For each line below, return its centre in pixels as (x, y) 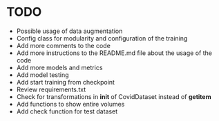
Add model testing (43, 75)
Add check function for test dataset (67, 111)
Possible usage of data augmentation (69, 31)
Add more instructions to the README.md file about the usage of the (114, 53)
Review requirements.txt (51, 89)
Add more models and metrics (59, 67)
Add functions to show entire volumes (70, 104)
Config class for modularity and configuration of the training (102, 38)
